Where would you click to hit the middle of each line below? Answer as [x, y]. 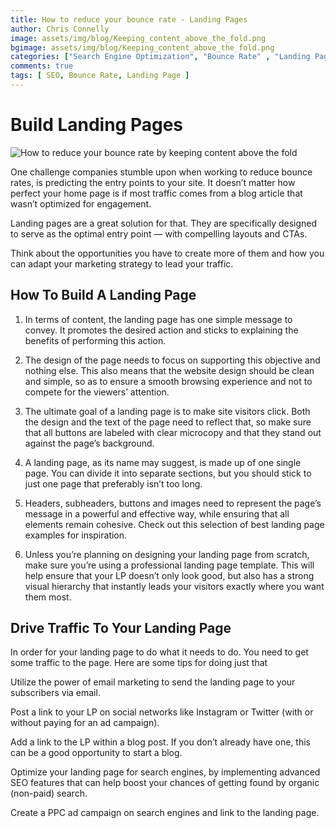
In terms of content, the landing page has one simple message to [158, 319]
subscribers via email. [55, 693]
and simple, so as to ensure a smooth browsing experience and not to [168, 381]
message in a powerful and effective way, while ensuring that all [157, 513]
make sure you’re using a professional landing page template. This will [169, 565]
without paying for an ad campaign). [85, 723]
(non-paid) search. [49, 793]
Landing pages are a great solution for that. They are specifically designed [164, 223]
